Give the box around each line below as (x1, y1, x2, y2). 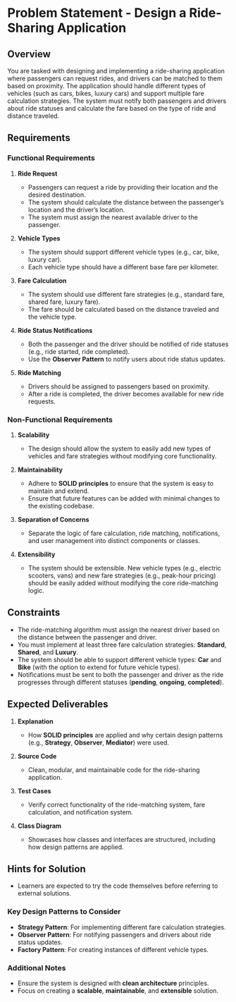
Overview (7, 48, 51, 60)
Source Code (17, 752, 57, 760)
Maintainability (17, 465, 63, 474)
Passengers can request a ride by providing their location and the (27, 183, 218, 191)
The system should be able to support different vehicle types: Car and (17, 655, 222, 664)
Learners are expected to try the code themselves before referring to (17, 881, 218, 890)
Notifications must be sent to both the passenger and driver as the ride (17, 670, 224, 678)
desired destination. (27, 190, 86, 199)
